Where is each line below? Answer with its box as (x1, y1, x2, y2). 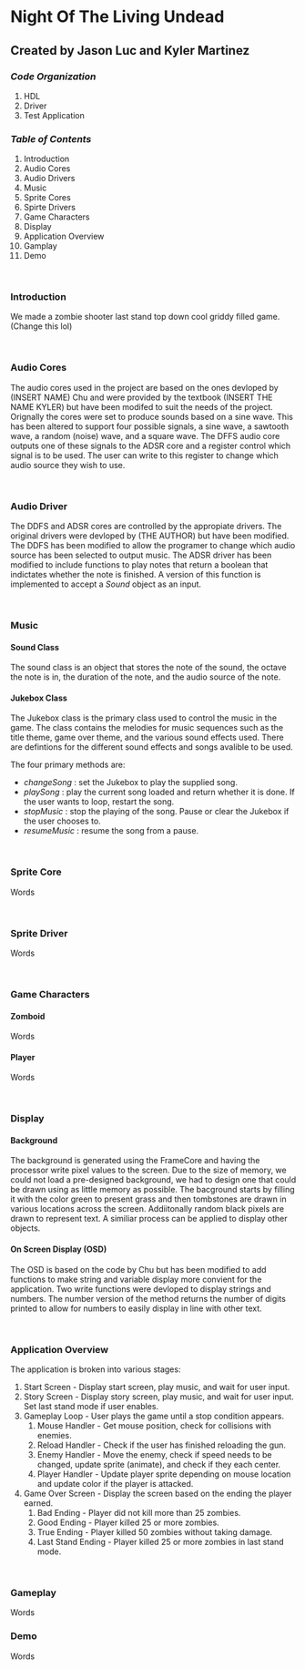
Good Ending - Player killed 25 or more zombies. (36, 1517, 219, 1528)
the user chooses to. (23, 815, 101, 826)
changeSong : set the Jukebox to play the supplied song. (23, 777, 238, 788)
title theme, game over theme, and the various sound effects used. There (10, 732, 285, 743)
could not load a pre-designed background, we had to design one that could (10, 1174, 297, 1185)
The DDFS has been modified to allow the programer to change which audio (10, 540, 296, 551)
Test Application (23, 109, 86, 120)
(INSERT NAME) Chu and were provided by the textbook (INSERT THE (10, 392, 273, 403)
